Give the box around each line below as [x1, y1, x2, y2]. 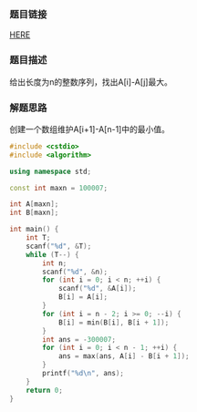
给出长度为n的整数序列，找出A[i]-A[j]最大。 [9, 76, 173, 88]
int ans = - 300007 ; [42, 335, 117, 344]
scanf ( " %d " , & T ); [26, 242, 92, 251]
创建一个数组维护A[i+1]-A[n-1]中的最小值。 [9, 123, 171, 134]
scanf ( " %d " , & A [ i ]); [57, 284, 137, 294]
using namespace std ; [9, 167, 92, 176]
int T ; [26, 233, 51, 242]
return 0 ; [26, 386, 64, 395]
